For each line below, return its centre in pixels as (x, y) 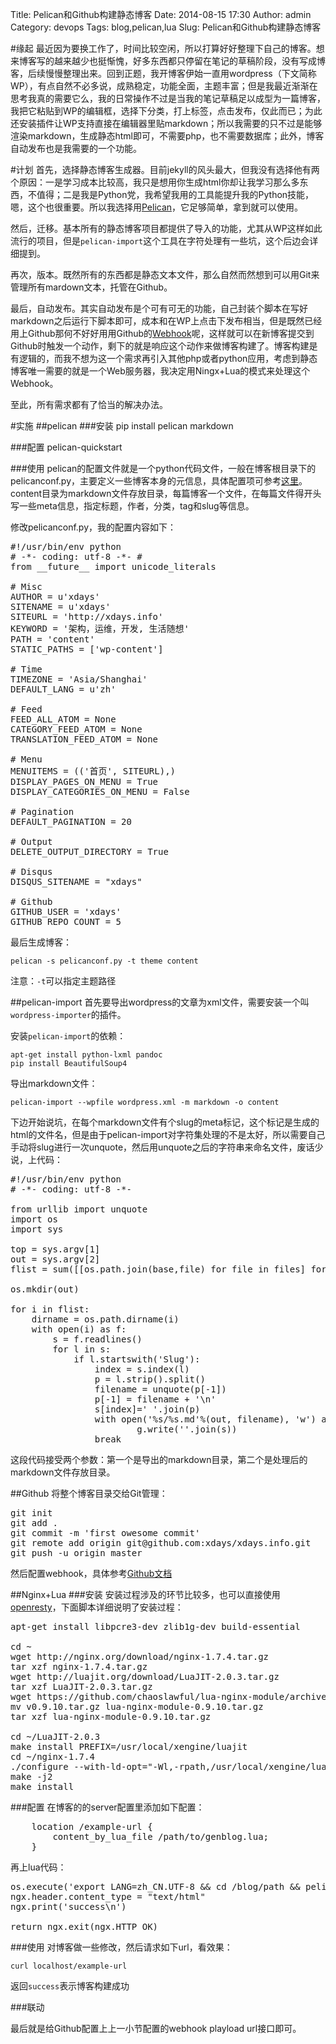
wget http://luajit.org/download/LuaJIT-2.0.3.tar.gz (145, 1676)
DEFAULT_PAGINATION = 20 (71, 821)
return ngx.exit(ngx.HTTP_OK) (84, 1926)
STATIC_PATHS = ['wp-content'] (87, 649)
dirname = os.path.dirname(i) (105, 1319)
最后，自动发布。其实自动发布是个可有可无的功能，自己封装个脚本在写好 (159, 308)
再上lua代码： (38, 1867)
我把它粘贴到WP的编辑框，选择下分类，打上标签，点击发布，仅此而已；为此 (166, 111)
